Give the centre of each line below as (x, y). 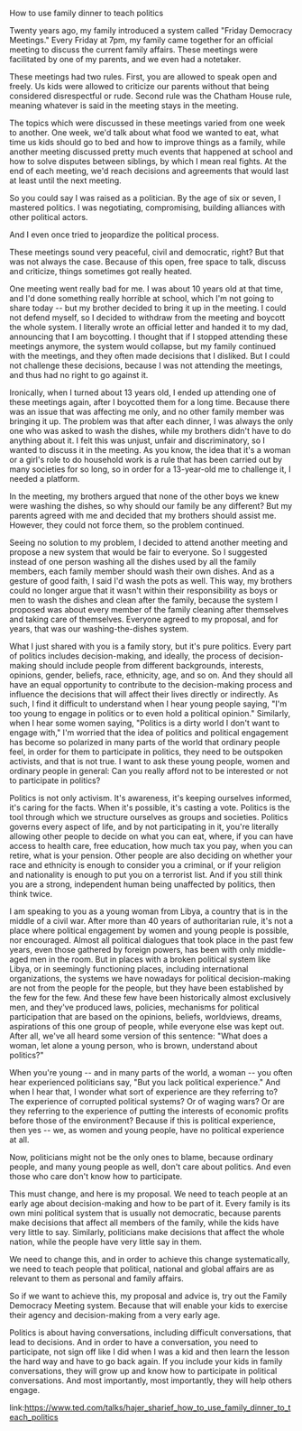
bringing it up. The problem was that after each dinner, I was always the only (151, 421)
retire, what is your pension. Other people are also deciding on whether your (151, 855)
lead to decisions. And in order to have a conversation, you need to (134, 1342)
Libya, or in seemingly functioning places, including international (129, 969)
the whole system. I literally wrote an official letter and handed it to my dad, (149, 327)
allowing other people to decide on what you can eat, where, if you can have (151, 836)
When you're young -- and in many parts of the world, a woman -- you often (151, 1072)
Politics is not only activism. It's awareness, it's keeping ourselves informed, (151, 798)
